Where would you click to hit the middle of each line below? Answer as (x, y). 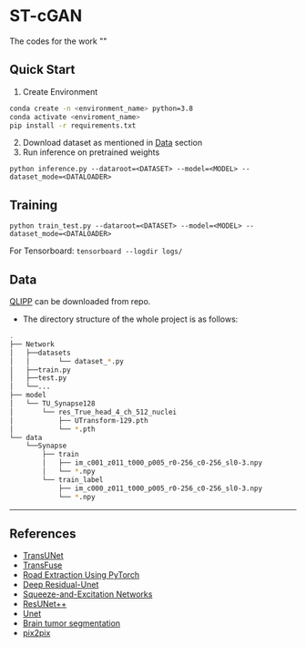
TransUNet (43, 556)
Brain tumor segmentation (71, 623)
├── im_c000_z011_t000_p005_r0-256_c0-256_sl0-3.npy (160, 488)
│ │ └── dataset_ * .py (67, 361)
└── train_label (73, 479)
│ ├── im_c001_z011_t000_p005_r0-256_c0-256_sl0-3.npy (152, 463)
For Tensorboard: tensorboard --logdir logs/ (96, 251)
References (43, 534)
